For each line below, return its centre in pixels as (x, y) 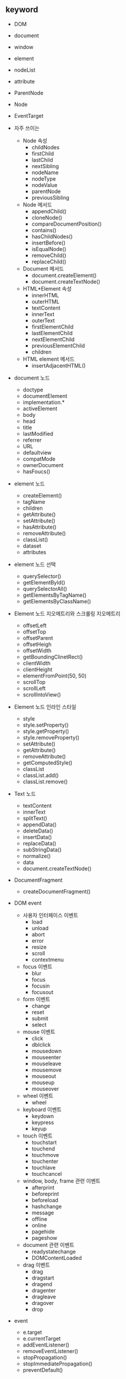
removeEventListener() (51, 1351)
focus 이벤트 (38, 966)
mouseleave (46, 1063)
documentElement (45, 396)
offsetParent (38, 638)
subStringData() (42, 850)
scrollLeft (34, 688)
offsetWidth (37, 650)
